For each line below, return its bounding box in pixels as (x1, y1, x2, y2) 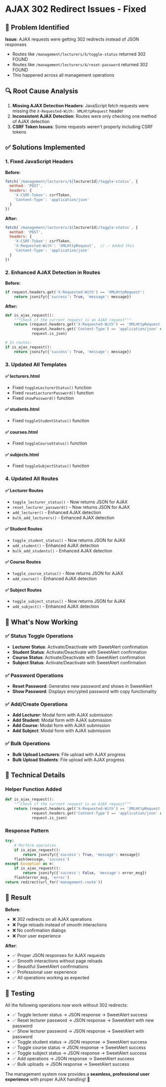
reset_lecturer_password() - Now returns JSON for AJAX (12, 504, 130, 510)
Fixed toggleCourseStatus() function (12, 440, 87, 446)
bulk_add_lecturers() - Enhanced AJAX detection (12, 514, 115, 520)
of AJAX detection (12, 118, 50, 124)
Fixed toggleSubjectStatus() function (12, 463, 90, 469)
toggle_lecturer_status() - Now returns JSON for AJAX (12, 498, 128, 505)
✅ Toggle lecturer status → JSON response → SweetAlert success (12, 1012, 148, 1018)
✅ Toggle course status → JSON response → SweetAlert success (12, 1044, 146, 1050)
